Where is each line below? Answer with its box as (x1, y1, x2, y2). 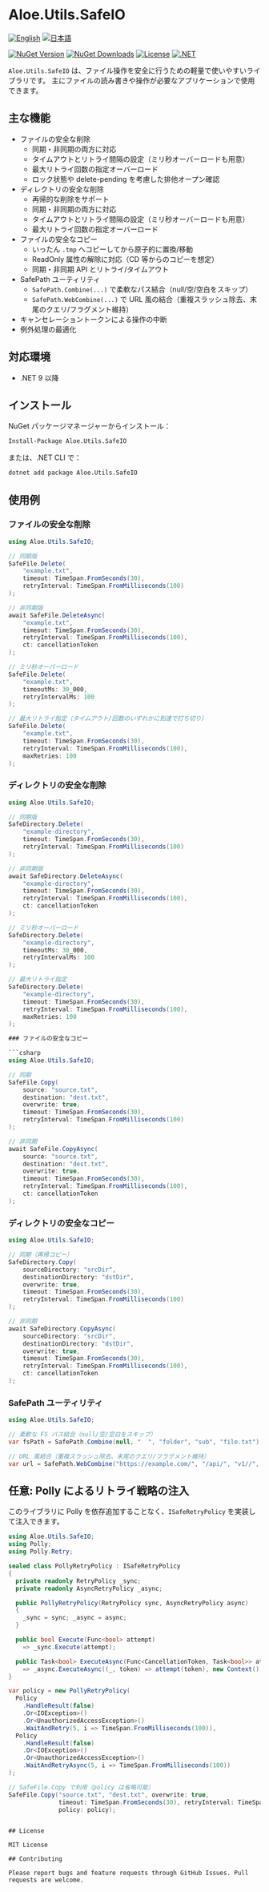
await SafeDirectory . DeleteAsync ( (8, 872, 124, 880)
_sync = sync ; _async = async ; (22, 1614, 127, 1622)
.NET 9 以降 (19, 372, 59, 382)
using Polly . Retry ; (8, 1548, 74, 1556)
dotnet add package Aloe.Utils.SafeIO (8, 469, 138, 477)
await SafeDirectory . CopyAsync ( (8, 1324, 116, 1333)
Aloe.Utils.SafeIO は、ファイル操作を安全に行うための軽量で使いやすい (8, 66, 247, 75)
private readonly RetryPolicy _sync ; (15, 1576, 142, 1585)
